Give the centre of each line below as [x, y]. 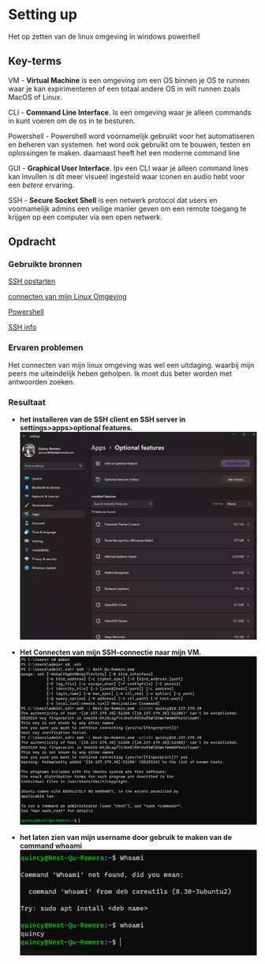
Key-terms [35, 61]
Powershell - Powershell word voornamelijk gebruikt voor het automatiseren [131, 136]
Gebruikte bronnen [45, 264]
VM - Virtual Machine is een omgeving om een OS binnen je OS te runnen [129, 80]
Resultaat [27, 402]
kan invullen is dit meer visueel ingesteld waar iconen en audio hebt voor [127, 176]
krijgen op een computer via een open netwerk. [86, 217]
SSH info [22, 327]
